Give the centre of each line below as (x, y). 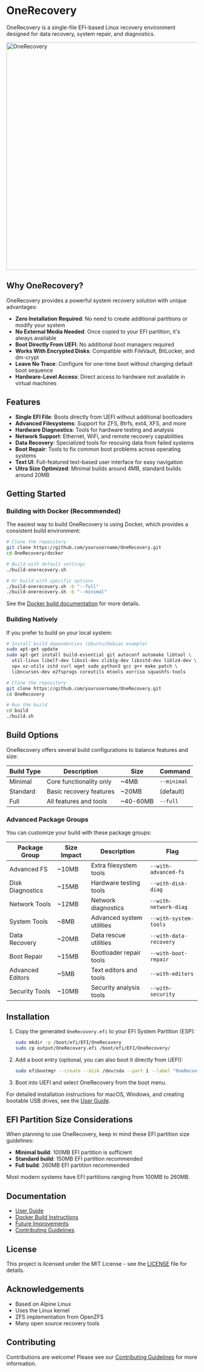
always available (36, 338)
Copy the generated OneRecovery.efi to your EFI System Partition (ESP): (105, 1031)
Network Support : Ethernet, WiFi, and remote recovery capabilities (99, 436)
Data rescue (108, 935)
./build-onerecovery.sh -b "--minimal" (57, 592)
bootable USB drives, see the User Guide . (58, 1100)
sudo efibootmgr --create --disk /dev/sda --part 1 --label (93, 1071)
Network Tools (30, 904)
